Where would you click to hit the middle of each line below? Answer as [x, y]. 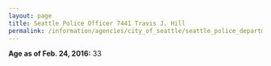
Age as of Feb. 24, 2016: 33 [55, 54]
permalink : [27, 31]
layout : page [30, 16]
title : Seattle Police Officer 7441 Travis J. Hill [97, 23]
